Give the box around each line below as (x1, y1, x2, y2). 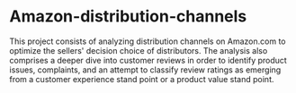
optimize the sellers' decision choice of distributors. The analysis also (9, 45, 268, 55)
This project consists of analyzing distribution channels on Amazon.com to (9, 36, 286, 46)
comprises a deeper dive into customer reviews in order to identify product (9, 55, 288, 65)
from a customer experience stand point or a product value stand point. (9, 73, 274, 84)
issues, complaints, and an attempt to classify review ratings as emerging (9, 64, 282, 75)
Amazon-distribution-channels (9, 6, 247, 27)
